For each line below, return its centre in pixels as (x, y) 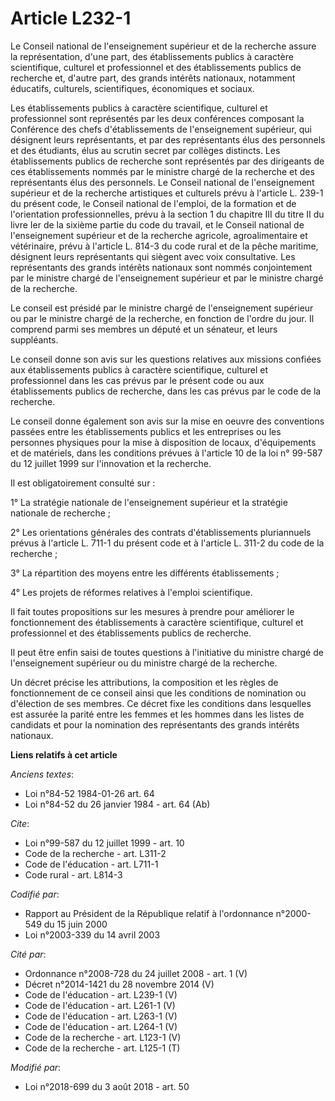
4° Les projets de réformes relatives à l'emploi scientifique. (131, 592)
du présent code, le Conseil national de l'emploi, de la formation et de (153, 203)
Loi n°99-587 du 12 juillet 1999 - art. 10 (104, 843)
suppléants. (34, 339)
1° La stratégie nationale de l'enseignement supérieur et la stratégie (149, 502)
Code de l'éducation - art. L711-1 (91, 864)
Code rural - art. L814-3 (73, 874)
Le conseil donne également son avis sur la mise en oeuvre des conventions (167, 421)
